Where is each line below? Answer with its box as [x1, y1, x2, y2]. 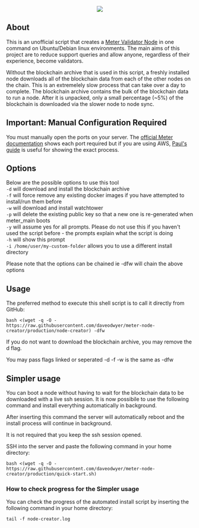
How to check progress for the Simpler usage [6, 485, 140, 493]
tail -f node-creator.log [6, 516, 70, 522]
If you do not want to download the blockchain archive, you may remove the [6, 338, 192, 345]
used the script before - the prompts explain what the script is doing [6, 230, 173, 237]
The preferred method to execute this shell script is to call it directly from [6, 299, 185, 307]
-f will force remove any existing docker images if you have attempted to [6, 192, 185, 199]
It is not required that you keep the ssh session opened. [6, 432, 143, 439]
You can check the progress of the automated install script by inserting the [6, 498, 189, 505]
